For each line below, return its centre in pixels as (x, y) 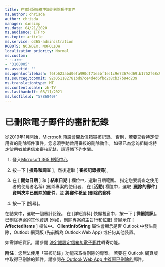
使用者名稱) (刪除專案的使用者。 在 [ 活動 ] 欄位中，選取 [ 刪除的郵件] (89, 187)
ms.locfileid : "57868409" (31, 96)
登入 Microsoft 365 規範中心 (40, 160)
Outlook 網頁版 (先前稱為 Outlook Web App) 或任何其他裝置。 (76, 232)
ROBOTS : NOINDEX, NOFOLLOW (33, 46)
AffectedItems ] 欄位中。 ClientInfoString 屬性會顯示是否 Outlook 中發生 (79, 226)
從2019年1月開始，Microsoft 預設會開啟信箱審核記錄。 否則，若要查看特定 (80, 137)
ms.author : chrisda (25, 14)
